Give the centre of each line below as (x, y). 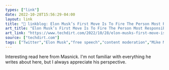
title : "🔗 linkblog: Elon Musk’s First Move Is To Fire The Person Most (83, 24)
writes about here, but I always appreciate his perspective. (66, 62)
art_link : (16, 33)
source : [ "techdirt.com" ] (32, 38)
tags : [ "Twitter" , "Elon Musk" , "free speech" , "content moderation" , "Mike (83, 42)
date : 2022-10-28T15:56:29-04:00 (40, 14)
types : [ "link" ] (22, 10)
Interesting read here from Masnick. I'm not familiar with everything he (78, 56)
